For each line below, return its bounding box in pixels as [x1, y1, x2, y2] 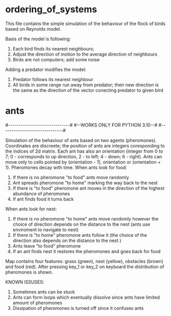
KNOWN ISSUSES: [5, 279, 44, 285]
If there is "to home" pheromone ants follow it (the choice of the [12, 232, 147, 238]
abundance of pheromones [12, 190, 70, 197]
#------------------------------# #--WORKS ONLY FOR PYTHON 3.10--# [5, 121, 158, 128]
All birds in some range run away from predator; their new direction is [12, 82, 159, 88]
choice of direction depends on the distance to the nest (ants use [12, 221, 151, 227]
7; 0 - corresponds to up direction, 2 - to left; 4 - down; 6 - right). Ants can [5, 153, 162, 159]
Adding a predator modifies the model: [5, 66, 87, 72]
